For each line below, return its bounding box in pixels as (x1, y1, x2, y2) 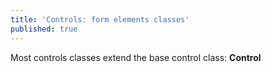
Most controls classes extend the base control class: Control (10, 51, 262, 63)
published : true (10, 24, 78, 34)
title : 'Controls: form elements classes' (10, 14, 190, 25)
